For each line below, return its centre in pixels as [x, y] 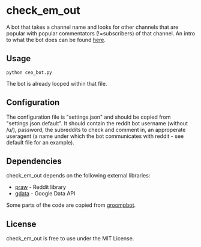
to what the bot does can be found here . [56, 40]
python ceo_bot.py [29, 73]
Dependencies [34, 161]
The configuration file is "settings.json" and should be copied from [88, 117]
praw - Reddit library [40, 187]
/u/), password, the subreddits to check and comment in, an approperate [96, 129]
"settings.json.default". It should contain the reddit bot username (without [97, 123]
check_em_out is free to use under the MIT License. [70, 239]
